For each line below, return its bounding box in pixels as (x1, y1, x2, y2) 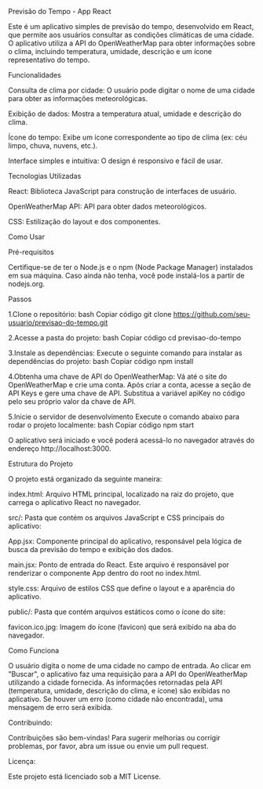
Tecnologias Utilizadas (8, 172, 82, 180)
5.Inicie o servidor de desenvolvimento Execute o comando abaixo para (8, 412, 239, 421)
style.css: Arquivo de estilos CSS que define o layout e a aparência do (8, 584, 236, 593)
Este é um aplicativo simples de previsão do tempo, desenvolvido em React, (8, 22, 254, 31)
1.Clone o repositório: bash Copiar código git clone (8, 310, 172, 318)
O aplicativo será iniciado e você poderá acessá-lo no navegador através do (8, 435, 255, 445)
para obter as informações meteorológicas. (8, 94, 148, 103)
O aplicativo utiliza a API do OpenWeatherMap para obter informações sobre (8, 38, 256, 48)
